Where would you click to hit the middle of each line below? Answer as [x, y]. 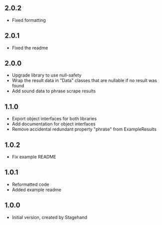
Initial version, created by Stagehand [50, 217]
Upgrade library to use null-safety [47, 75]
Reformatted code [30, 184]
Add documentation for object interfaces [54, 124]
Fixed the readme [30, 48]
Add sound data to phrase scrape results [54, 91]
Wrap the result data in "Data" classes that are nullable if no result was [84, 80]
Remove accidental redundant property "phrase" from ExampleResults [84, 129]
